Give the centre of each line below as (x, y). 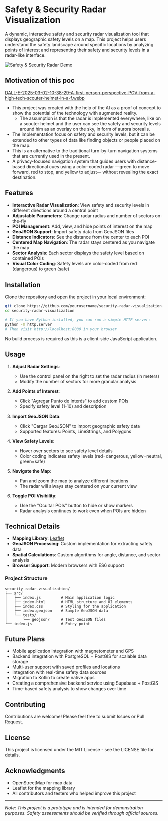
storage (20, 662)
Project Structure (26, 578)
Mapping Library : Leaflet (38, 538)
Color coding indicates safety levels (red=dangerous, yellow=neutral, (91, 456)
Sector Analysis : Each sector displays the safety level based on (78, 253)
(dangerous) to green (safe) (41, 269)
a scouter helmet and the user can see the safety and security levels (90, 123)
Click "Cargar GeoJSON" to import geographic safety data (80, 426)
